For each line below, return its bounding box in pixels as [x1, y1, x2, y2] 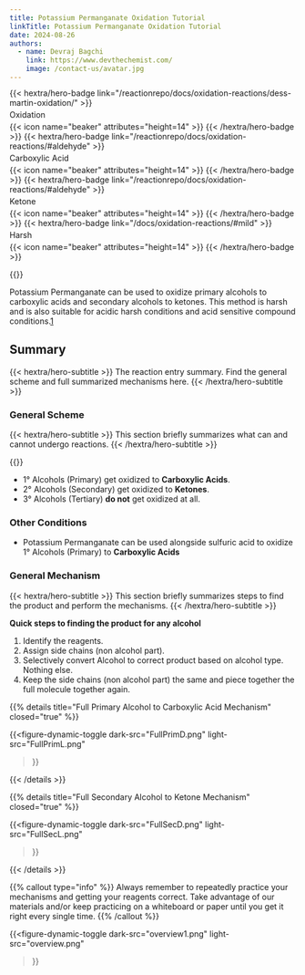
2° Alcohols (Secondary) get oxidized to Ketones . [22, 484, 209, 495]
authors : [9, 38, 43, 48]
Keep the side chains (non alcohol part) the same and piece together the [22, 674, 295, 685]
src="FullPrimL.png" [9, 738, 86, 749]
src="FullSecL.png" [9, 828, 84, 839]
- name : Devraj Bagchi [17, 47, 104, 57]
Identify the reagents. [22, 635, 104, 646]
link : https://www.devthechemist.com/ [25, 56, 173, 65]
